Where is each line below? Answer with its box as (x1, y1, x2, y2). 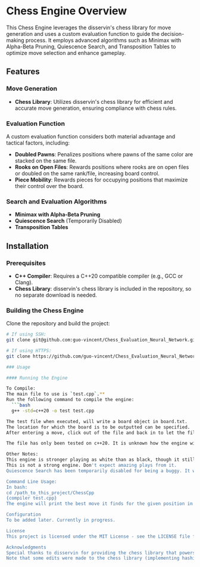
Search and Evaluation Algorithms (6, 197, 107, 205)
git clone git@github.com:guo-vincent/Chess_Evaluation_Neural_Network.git (6, 337, 198, 343)
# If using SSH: (6, 331, 46, 338)
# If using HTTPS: (6, 347, 52, 353)
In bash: (6, 484, 28, 490)
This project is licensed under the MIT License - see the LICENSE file (6, 533, 190, 540)
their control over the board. (14, 182, 85, 189)
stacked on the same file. (14, 157, 77, 164)
